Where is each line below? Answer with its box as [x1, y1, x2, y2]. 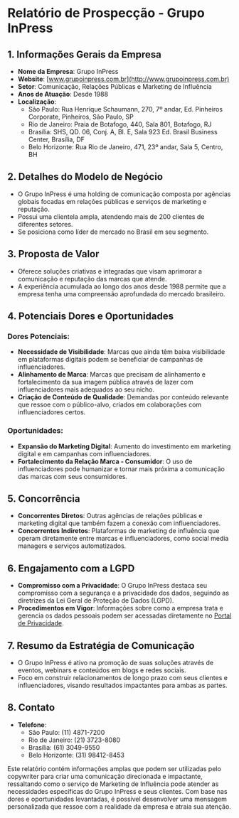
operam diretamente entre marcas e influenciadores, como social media [17, 534, 229, 543]
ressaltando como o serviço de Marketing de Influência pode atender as [7, 780, 219, 788]
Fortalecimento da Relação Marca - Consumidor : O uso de [17, 457, 193, 465]
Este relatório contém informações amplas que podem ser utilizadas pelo [7, 764, 222, 773]
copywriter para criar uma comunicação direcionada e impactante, [7, 772, 203, 780]
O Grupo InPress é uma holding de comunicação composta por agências [17, 190, 231, 198]
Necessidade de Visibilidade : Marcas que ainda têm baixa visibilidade [17, 348, 225, 356]
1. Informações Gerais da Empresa [7, 48, 161, 60]
